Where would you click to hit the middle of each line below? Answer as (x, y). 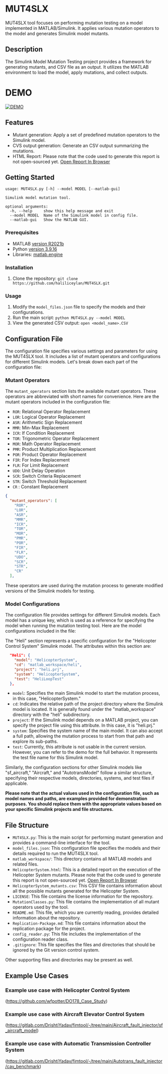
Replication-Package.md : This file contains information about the (79, 923)
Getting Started (30, 177)
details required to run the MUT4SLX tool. (56, 853)
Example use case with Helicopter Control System (67, 990)
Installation (19, 267)
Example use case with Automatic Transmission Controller (78, 1044)
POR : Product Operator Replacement (49, 454)
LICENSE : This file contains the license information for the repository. (83, 896)
